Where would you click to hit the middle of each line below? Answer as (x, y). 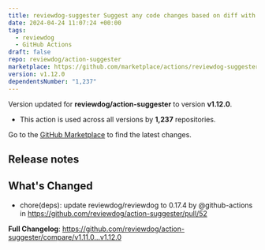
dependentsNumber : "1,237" (52, 81)
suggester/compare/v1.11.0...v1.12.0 (65, 237)
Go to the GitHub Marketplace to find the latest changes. (100, 134)
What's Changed (50, 186)
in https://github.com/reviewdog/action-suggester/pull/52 (113, 213)
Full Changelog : (34, 229)
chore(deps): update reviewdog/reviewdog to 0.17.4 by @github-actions (136, 205)
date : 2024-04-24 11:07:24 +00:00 (65, 23)
